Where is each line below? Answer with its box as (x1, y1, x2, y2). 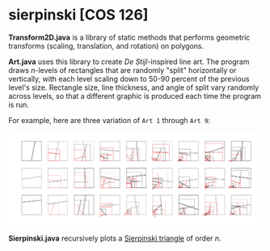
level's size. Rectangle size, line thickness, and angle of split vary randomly (8, 83, 259, 92)
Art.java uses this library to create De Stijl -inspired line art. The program (8, 57, 250, 66)
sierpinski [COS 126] (8, 6, 149, 24)
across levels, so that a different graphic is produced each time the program (8, 91, 261, 100)
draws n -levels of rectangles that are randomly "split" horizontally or (8, 65, 237, 74)
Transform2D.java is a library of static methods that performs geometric (8, 32, 251, 42)
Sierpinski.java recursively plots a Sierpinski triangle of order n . (8, 233, 221, 243)
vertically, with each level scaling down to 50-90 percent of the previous (8, 74, 250, 83)
